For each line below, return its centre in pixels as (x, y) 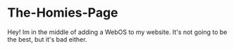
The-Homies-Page (63, 13)
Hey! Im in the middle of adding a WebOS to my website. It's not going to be (117, 32)
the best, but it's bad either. (47, 39)
